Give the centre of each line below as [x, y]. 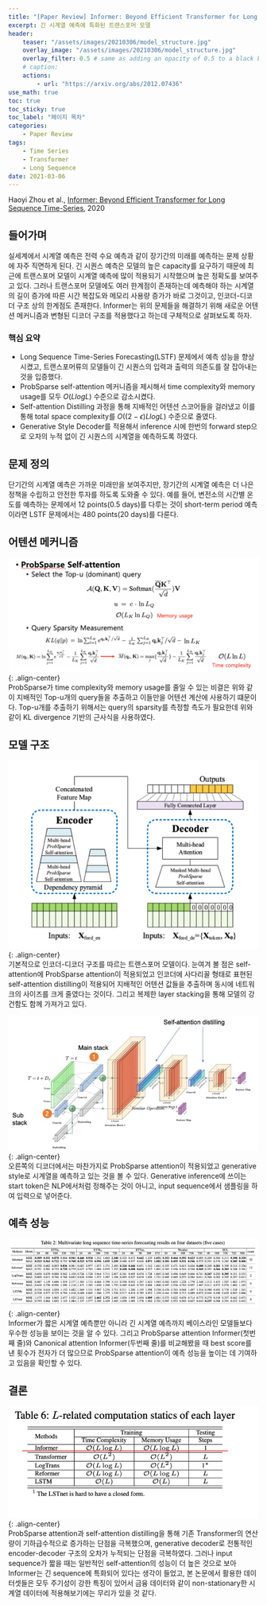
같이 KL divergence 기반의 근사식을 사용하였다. [82, 717]
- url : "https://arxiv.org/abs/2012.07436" [110, 84]
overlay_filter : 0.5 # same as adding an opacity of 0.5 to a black [138, 59]
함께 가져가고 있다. [58, 1004]
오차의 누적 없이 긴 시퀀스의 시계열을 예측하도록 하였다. [113, 437]
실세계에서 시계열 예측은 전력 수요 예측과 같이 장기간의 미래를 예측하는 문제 [124, 256]
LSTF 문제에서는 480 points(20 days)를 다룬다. [104, 515]
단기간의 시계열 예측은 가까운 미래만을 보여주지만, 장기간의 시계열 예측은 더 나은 [131, 484]
